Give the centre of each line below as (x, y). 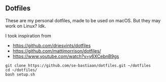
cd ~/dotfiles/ (21, 70)
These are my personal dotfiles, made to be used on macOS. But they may (83, 20)
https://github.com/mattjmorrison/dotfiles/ (57, 51)
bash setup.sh (20, 74)
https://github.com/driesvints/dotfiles (52, 46)
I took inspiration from (28, 35)
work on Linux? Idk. (26, 26)
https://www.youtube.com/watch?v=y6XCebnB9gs (66, 56)
